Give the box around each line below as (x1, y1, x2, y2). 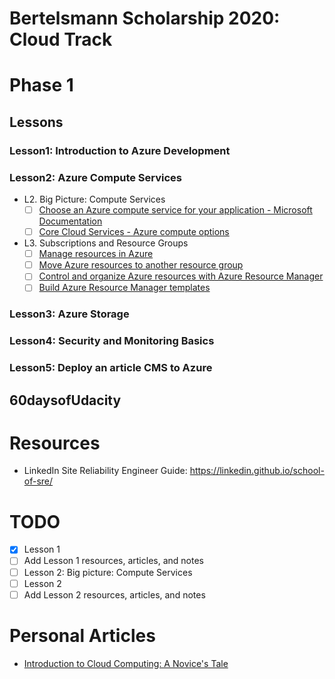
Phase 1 (9, 74, 74, 97)
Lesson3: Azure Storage (9, 307, 130, 321)
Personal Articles (9, 624, 156, 647)
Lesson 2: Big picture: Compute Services (23, 566, 193, 578)
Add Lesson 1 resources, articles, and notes (23, 555, 204, 567)
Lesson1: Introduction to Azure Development (9, 143, 231, 157)
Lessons (9, 113, 64, 131)
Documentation (38, 215, 103, 227)
